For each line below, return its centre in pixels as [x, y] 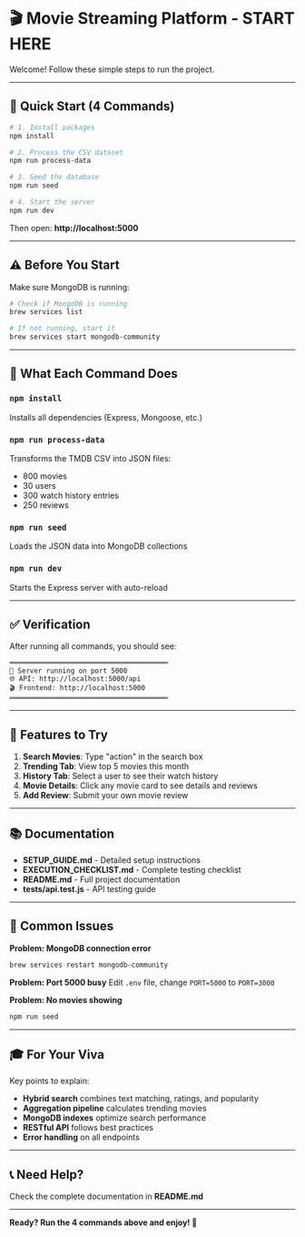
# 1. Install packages [52, 127]
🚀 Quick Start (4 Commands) [92, 106]
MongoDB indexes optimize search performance [114, 1118]
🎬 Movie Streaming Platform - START [152, 19]
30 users [39, 486]
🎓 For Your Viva [57, 1054]
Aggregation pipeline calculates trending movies [114, 1109]
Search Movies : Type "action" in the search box [113, 756]
